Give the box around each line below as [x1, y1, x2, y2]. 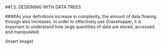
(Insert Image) [5, 38, 34, 44]
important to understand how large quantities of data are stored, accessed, [5, 24, 156, 30]
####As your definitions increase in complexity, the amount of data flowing [5, 14, 157, 19]
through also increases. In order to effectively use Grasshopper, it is [5, 19, 141, 24]
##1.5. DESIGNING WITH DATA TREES [5, 4, 81, 10]
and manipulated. [5, 29, 40, 34]
